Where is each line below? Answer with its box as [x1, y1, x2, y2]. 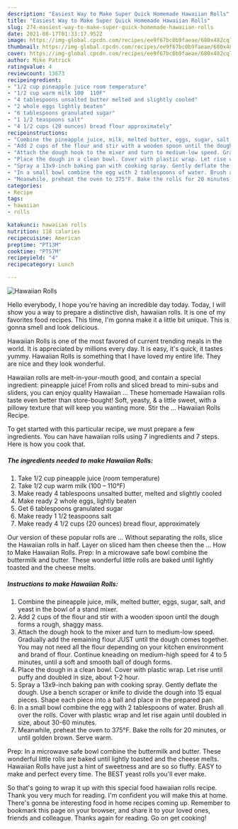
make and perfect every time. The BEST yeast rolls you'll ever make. [7, 769, 207, 778]
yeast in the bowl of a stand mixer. [17, 605, 118, 613]
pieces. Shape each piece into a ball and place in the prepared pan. [17, 695, 215, 704]
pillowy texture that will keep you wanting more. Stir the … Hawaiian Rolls [7, 403, 221, 412]
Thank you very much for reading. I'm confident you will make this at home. [7, 791, 228, 799]
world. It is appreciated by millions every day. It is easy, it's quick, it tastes [7, 345, 223, 352]
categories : [7, 182, 42, 189]
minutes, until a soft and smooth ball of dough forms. [17, 658, 172, 666]
